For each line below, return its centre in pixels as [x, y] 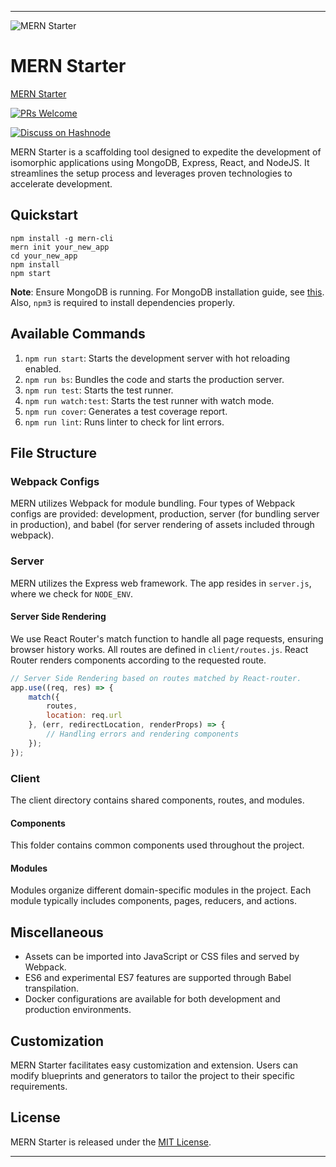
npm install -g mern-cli [62, 238]
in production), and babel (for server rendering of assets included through [162, 525]
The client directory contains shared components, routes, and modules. [157, 800]
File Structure [53, 452]
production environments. [78, 1010]
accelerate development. [61, 183]
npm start [31, 273]
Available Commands [78, 334]
